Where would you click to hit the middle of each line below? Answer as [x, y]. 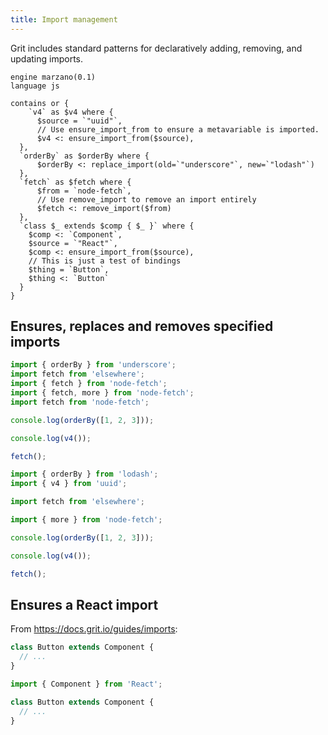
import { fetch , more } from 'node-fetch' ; [102, 393]
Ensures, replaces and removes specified [142, 326]
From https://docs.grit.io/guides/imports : [94, 629]
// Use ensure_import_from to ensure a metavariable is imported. [178, 129]
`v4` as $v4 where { [71, 112]
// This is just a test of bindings [105, 261]
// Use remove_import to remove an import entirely [146, 199]
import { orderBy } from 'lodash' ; [84, 474]
